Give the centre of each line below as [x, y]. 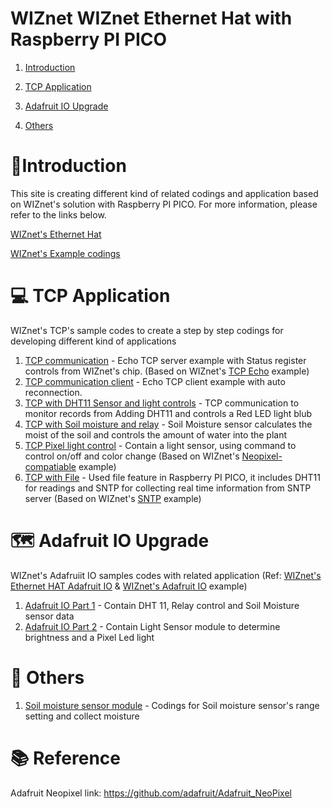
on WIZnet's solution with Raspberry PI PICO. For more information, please [164, 204]
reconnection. [53, 392]
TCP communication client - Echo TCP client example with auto [155, 381]
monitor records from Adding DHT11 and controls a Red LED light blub [168, 413]
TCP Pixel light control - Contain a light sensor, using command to [160, 445]
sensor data [49, 616]
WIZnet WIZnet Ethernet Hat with [151, 18]
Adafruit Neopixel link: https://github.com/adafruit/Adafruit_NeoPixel [151, 793]
